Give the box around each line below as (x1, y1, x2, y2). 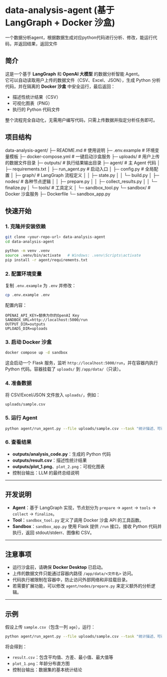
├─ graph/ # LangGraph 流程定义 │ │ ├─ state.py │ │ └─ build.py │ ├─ (14, 172, 160, 178)
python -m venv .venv (5, 248, 50, 253)
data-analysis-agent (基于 (5, 4, 115, 16)
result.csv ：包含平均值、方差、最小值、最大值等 (12, 654, 113, 661)
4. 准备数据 (5, 379, 32, 386)
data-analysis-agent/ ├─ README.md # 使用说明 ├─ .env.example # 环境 (5, 147, 155, 153)
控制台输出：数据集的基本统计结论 (12, 667, 83, 673)
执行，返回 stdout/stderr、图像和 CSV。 (12, 529, 94, 535)
